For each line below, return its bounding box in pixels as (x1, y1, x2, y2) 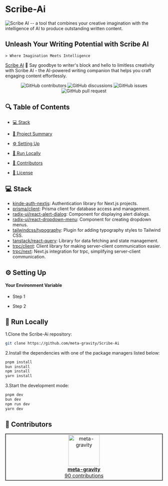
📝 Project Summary (12, 130, 52, 136)
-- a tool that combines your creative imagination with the (29, 20, 148, 26)
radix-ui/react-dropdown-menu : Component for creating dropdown (12, 217, 151, 223)
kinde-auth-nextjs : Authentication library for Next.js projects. (12, 201, 138, 207)
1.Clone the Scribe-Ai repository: (5, 331, 72, 337)
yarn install (5, 374, 32, 379)
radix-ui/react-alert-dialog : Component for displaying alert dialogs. (12, 211, 150, 217)
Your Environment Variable (5, 282, 62, 288)
